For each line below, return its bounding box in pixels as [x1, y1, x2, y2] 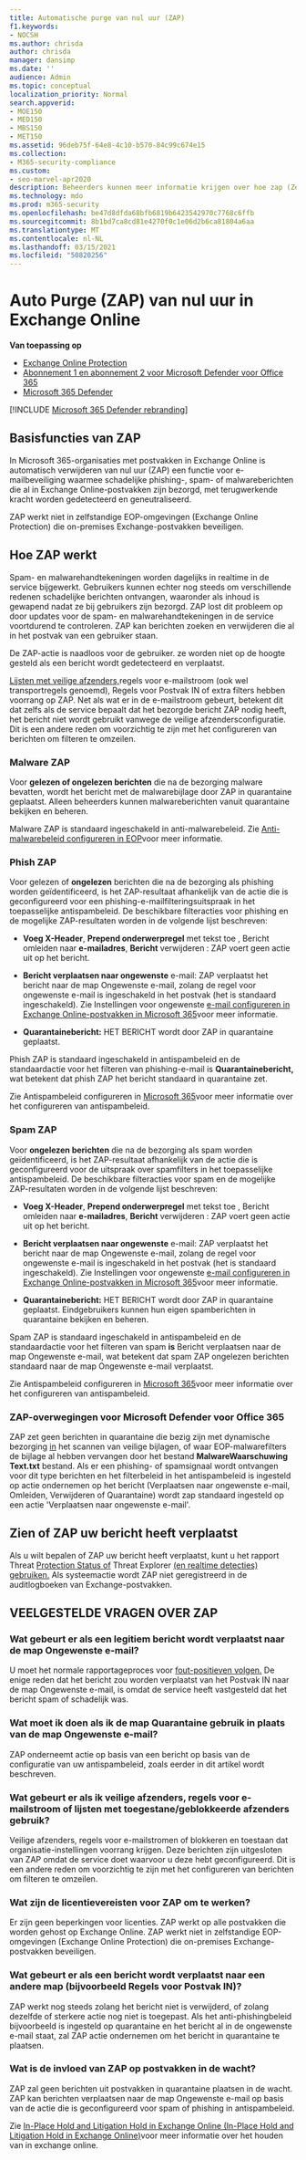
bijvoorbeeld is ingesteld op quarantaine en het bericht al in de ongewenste [9, 2020, 293, 2031]
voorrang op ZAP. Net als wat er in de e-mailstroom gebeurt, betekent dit [9, 694, 284, 705]
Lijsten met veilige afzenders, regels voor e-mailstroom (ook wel [9, 674, 249, 685]
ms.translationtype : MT [9, 225, 100, 235]
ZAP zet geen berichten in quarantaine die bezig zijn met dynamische [9, 1431, 270, 1442]
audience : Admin [9, 73, 71, 82]
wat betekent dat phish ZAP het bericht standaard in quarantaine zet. [9, 1073, 269, 1084]
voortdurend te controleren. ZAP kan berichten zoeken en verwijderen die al [9, 620, 295, 631]
